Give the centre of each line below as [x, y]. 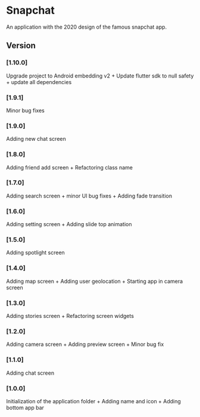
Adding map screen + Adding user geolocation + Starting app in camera [95, 281]
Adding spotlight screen [36, 253]
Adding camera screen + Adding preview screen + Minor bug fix [85, 344]
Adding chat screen [30, 373]
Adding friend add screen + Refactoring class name [69, 167]
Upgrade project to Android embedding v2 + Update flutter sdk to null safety [100, 76]
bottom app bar [25, 407]
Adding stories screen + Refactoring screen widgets [70, 316]
